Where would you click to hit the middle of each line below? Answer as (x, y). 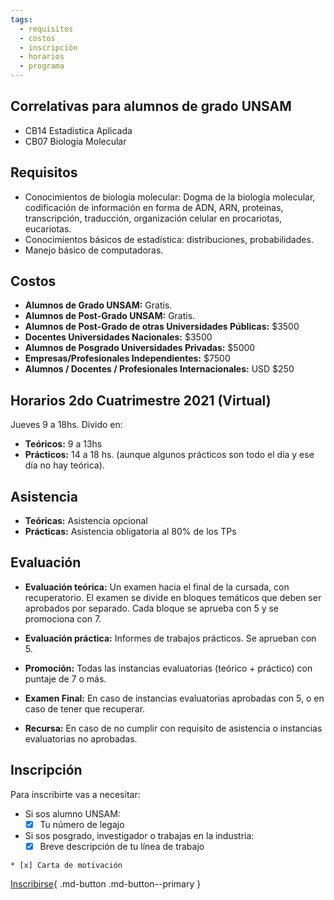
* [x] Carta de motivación (66, 865)
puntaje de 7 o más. (65, 678)
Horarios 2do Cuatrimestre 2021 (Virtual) (141, 400)
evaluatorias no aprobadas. (81, 738)
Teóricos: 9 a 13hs (63, 444)
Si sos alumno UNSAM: (72, 813)
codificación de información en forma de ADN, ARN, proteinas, (154, 207)
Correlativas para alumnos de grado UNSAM (151, 106)
